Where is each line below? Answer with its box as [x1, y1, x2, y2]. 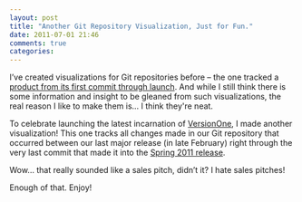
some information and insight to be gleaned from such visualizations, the [9, 91, 282, 102]
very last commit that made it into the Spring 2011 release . [9, 147, 226, 159]
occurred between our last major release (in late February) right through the [9, 138, 293, 149]
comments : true [9, 38, 67, 48]
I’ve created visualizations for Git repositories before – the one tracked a [9, 72, 279, 82]
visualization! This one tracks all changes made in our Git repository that [9, 128, 279, 139]
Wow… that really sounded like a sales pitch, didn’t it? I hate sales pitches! [9, 165, 286, 176]
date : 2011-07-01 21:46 [9, 30, 100, 39]
